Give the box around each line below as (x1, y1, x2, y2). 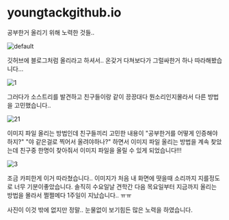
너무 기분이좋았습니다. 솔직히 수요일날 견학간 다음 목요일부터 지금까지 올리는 (14, 182, 217, 191)
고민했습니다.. (14, 101, 51, 109)
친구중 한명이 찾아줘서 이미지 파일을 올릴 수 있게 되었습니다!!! (19, 146, 183, 154)
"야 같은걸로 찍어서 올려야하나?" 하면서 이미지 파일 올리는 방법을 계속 (25, 137, 210, 145)
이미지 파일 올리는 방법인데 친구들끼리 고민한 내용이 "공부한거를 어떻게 (7, 129, 195, 137)
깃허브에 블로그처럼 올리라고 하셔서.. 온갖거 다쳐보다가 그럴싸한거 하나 (7, 56, 193, 64)
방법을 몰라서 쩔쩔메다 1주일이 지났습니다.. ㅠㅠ (7, 191, 132, 199)
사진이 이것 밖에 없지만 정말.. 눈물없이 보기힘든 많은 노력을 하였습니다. (7, 206, 193, 214)
